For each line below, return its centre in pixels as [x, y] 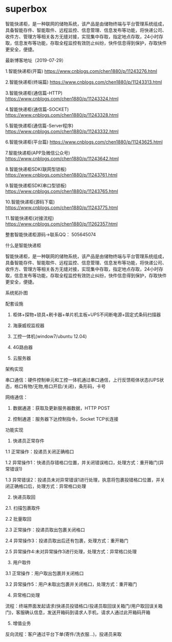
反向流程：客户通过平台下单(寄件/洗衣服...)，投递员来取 [63, 634]
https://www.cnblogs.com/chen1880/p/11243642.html [62, 158]
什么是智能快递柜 [23, 245]
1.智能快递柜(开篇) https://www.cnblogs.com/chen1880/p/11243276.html [81, 71]
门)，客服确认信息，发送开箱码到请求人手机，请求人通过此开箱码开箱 [78, 612]
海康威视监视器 [28, 325]
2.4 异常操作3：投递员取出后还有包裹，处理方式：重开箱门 [67, 541]
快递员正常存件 [28, 441]
